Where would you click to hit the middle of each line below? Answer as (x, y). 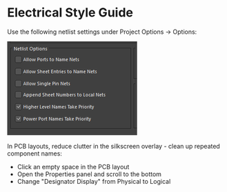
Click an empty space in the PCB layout (73, 167)
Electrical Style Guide (70, 13)
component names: (34, 153)
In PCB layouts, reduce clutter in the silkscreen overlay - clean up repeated (114, 146)
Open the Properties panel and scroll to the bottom (89, 174)
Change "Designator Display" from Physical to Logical (94, 181)
